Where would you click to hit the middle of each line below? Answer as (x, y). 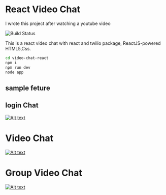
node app (14, 72)
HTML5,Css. (18, 48)
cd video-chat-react (27, 58)
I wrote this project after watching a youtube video (58, 23)
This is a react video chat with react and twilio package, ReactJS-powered (83, 43)
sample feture (28, 88)
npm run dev (18, 67)
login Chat (22, 105)
